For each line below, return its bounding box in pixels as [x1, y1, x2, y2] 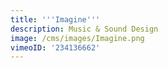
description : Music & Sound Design [10, 24, 159, 34]
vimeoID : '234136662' [10, 42, 101, 53]
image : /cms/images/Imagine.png [10, 33, 145, 43]
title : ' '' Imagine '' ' [10, 14, 101, 25]
